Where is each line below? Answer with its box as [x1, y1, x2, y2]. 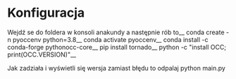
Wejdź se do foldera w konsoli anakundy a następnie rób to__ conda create [7, 28, 225, 36]
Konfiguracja [7, 5, 85, 21]
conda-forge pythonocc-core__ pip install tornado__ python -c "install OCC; [7, 43, 227, 51]
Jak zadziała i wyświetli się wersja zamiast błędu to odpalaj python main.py [7, 64, 225, 72]
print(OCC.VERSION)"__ [7, 50, 76, 59]
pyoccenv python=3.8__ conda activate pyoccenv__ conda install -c [13, 35, 209, 43]
